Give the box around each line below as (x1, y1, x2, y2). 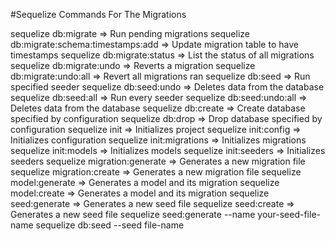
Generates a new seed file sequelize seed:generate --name (10, 209, 256, 220)
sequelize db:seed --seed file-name (35, 219, 185, 231)
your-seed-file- (257, 209, 322, 220)
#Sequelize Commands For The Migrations (10, 9, 187, 20)
